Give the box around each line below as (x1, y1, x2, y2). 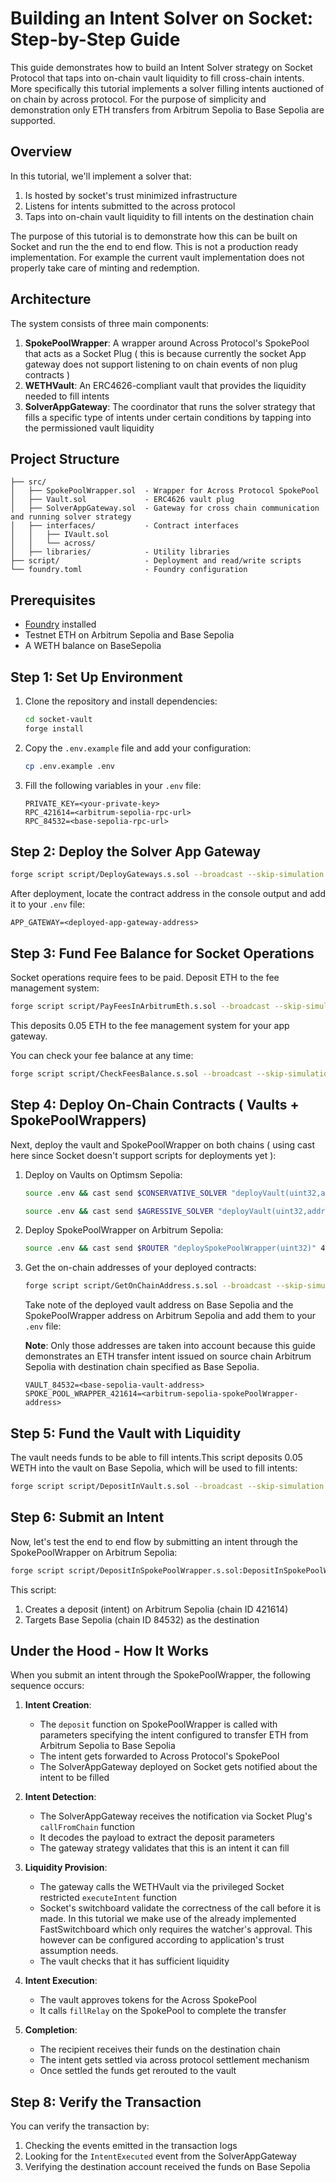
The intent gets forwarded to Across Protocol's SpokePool (39, 1750, 280, 1762)
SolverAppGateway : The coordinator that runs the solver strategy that (24, 400, 316, 412)
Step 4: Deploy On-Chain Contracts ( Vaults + (10, 1097, 300, 1114)
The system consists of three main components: (10, 317, 210, 329)
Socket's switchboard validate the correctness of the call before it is (39, 1902, 322, 1914)
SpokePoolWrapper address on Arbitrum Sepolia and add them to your (24, 1310, 317, 1322)
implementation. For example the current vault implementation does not (10, 251, 305, 263)
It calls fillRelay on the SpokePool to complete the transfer (39, 2005, 287, 2017)
